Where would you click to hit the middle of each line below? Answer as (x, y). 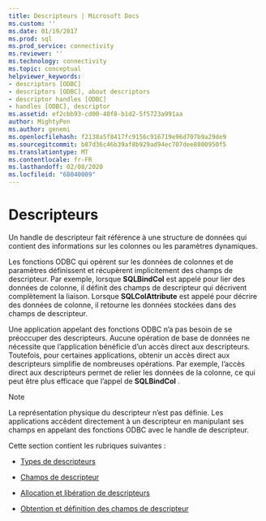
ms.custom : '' (32, 24)
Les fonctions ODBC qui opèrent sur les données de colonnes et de (121, 262)
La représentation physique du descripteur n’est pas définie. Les (116, 412)
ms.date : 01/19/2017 (43, 31)
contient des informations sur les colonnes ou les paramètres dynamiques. (133, 245)
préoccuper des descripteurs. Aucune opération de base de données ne (129, 337)
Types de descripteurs (58, 461)
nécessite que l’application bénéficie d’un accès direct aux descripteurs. (129, 346)
